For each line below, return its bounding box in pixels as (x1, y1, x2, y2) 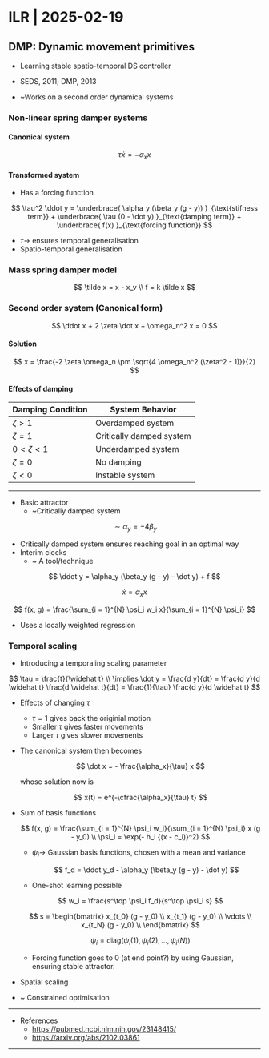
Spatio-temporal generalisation (19, 244, 122, 254)
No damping (95, 457, 142, 468)
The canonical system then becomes (19, 746, 143, 756)
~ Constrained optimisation (19, 992, 110, 1002)
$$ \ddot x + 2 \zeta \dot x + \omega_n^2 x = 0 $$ (51, 320, 218, 330)
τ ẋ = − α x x (118, 150, 151, 161)
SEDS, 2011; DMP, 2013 (19, 77, 97, 86)
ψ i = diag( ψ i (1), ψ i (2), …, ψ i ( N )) (90, 935, 191, 947)
